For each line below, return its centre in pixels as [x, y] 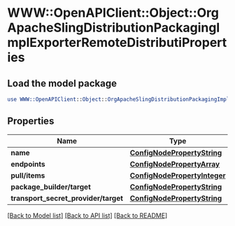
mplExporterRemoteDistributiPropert [117, 43]
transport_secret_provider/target [67, 198]
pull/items [28, 175]
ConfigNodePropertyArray [175, 164]
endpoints [28, 164]
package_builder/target [51, 187]
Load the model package [62, 83]
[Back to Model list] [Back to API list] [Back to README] [87, 216]
